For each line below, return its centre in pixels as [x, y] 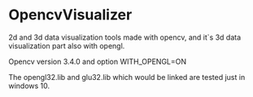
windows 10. [29, 86]
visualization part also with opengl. [67, 45]
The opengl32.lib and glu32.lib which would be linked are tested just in [127, 77]
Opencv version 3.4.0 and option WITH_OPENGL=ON [98, 61]
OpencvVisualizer [70, 15]
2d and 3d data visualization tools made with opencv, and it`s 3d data [125, 37]
